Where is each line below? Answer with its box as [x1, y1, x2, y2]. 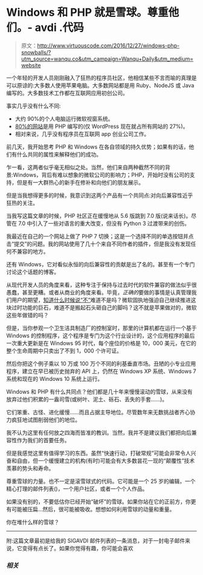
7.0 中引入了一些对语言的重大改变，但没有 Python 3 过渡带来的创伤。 [18, 220, 190, 227]
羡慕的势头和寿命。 [6, 465, 54, 472]
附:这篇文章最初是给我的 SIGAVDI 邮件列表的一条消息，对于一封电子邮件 [6, 537, 185, 544]
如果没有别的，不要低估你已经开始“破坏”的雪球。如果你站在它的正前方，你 [6, 498, 192, 505]
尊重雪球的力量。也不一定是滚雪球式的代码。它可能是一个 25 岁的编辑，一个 [6, 477, 196, 485]
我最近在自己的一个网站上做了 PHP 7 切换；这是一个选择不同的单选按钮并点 [6, 232, 195, 240]
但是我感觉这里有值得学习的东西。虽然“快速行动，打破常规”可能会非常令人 [6, 449, 192, 457]
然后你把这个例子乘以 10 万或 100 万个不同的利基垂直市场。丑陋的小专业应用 [6, 360, 196, 367]
